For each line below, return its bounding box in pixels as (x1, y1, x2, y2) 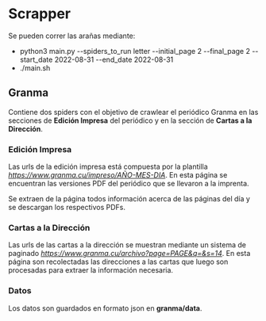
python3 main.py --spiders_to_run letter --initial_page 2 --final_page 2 (19, 46, 250, 55)
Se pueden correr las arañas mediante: (8, 31, 136, 40)
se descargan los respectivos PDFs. (8, 203, 125, 212)
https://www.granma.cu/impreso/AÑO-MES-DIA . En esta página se (8, 170, 228, 180)
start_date (19, 55, 53, 64)
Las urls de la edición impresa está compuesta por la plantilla (8, 162, 208, 171)
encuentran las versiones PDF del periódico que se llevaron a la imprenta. (8, 179, 249, 189)
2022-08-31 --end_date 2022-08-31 (54, 55, 174, 64)
